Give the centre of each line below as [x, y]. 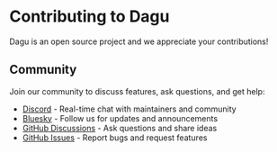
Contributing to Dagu [89, 17]
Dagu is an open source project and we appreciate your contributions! [139, 41]
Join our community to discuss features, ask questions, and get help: [137, 91]
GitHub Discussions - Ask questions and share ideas [120, 128]
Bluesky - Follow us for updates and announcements [120, 118]
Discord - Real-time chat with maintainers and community [129, 109]
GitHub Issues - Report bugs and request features [115, 138]
